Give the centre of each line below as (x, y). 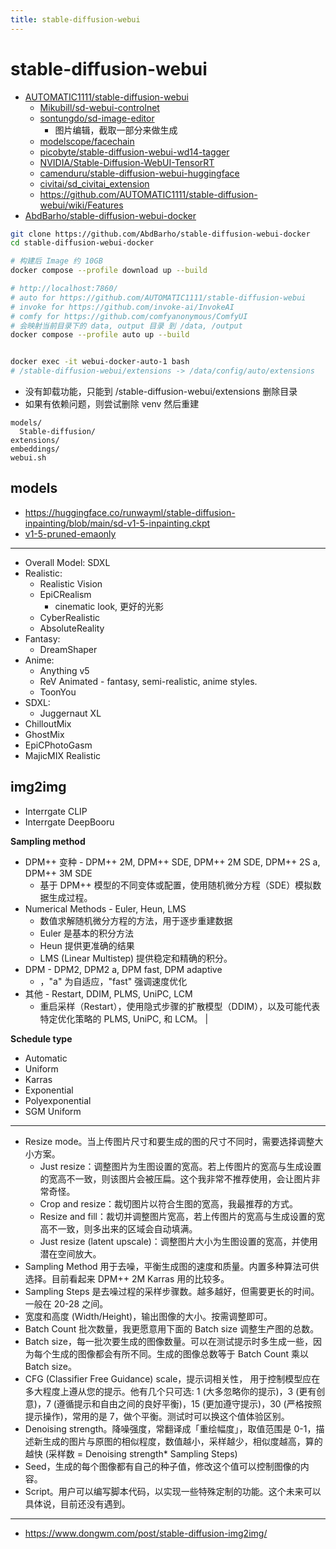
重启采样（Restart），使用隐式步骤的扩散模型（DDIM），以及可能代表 (180, 1006)
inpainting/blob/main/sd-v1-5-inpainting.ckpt (117, 523)
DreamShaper (68, 649)
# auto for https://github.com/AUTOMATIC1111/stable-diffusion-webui (158, 297)
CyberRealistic (70, 617)
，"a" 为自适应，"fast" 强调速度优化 (113, 981)
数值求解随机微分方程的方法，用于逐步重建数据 (136, 920)
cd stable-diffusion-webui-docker (82, 243)
